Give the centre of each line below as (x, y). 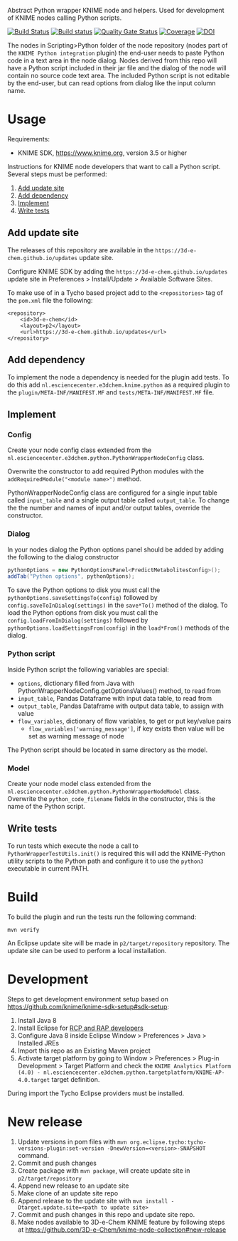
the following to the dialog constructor (63, 557)
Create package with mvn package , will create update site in (104, 1170)
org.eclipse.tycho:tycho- (168, 1142)
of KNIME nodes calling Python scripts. (65, 18)
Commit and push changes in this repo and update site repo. (106, 1214)
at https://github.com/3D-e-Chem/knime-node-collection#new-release (122, 1230)
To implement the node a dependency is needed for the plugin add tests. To (118, 377)
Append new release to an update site (73, 1186)
